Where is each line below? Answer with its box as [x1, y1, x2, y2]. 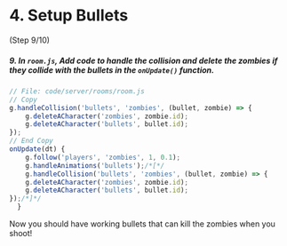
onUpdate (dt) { [9, 145, 66, 154]
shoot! [9, 228, 33, 239]
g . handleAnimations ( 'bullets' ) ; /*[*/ [25, 161, 165, 170]
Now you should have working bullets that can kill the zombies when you [9, 218, 275, 229]
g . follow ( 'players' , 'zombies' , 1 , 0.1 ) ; [25, 153, 180, 162]
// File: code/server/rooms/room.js [9, 86, 145, 96]
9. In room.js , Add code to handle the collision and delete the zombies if [9, 55, 278, 66]
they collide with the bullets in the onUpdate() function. [9, 64, 215, 75]
